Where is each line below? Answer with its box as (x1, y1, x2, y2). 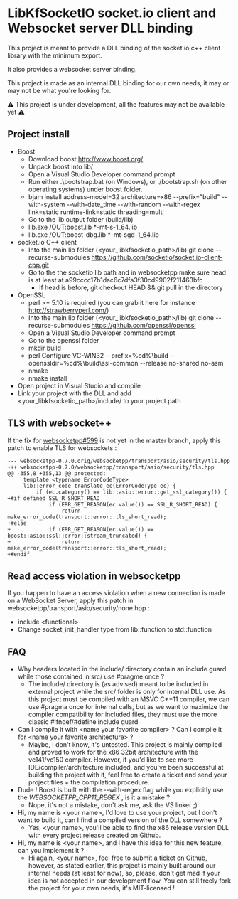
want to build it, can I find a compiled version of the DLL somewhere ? (17, 816, 222, 824)
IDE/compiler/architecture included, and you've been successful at (28, 763, 224, 772)
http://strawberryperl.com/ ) (28, 306, 109, 314)
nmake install (28, 373, 67, 382)
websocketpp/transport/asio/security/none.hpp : (7, 604, 150, 612)
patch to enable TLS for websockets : (7, 443, 117, 452)
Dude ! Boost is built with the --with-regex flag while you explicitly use (17, 786, 224, 794)
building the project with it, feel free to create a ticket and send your (28, 770, 227, 780)
